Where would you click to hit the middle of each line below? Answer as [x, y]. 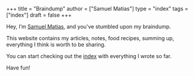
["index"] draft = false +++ [39, 15]
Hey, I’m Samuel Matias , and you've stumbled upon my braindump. [89, 27]
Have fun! [18, 68]
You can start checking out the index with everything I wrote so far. [89, 56]
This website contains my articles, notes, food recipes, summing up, [90, 38]
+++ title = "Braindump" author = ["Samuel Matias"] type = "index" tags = [97, 9]
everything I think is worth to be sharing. [56, 45]
